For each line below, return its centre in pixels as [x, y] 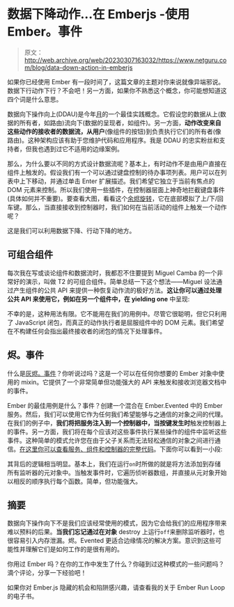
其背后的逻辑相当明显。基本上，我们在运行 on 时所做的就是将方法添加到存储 [114, 464]
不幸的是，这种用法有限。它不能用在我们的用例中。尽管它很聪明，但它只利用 [117, 313]
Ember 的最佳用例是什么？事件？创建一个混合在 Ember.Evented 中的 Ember [115, 405]
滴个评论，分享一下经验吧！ [47, 573]
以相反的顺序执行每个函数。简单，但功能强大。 [74, 481]
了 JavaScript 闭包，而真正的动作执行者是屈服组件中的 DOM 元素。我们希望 [116, 322]
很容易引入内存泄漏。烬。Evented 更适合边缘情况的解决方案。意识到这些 [111, 541]
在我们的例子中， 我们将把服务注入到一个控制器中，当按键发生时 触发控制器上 [117, 423]
